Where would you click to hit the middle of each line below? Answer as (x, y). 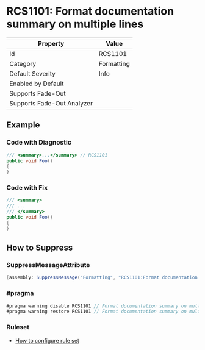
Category (23, 63)
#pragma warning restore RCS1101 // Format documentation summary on (97, 312)
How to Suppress (40, 248)
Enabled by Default (37, 84)
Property (51, 43)
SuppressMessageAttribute (48, 265)
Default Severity (33, 73)
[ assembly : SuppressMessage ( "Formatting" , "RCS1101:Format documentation (102, 278)
